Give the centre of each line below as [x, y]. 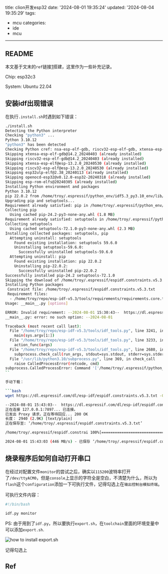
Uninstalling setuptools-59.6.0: [49, 248]
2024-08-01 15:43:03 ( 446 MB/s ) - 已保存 [48, 441]
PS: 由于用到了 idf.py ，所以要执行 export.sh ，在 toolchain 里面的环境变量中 [82, 523]
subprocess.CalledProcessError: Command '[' [52, 368]
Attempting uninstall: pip [38, 257]
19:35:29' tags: [20, 13]
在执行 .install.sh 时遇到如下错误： [42, 117]
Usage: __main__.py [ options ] [37, 303]
